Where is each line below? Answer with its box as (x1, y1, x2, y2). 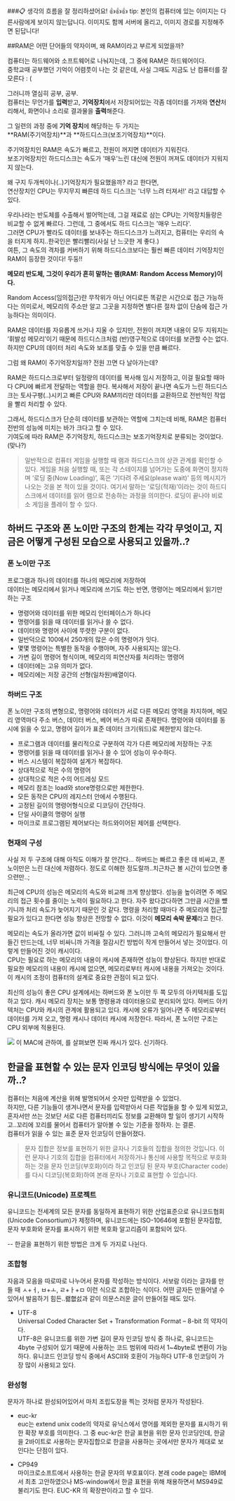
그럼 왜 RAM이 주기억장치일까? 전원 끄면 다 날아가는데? (7, 358, 159, 367)
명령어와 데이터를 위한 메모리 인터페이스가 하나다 (17, 608, 151, 617)
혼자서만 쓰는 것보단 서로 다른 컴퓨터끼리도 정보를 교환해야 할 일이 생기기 (7, 1112, 206, 1120)
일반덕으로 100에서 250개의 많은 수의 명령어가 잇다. (17, 635, 159, 643)
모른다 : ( (7, 74, 32, 82)
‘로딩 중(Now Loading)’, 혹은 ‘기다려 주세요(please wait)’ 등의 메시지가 (32, 474, 227, 482)
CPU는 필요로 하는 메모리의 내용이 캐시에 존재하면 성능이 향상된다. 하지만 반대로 (7, 955, 227, 964)
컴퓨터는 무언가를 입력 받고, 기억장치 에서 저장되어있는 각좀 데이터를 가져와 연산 (7, 98, 221, 106)
